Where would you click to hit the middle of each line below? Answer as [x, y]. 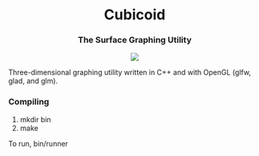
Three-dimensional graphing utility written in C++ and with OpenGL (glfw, [129, 72]
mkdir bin [35, 119]
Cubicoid [135, 15]
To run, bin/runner [38, 143]
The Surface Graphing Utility [135, 40]
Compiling [29, 102]
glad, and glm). [33, 81]
